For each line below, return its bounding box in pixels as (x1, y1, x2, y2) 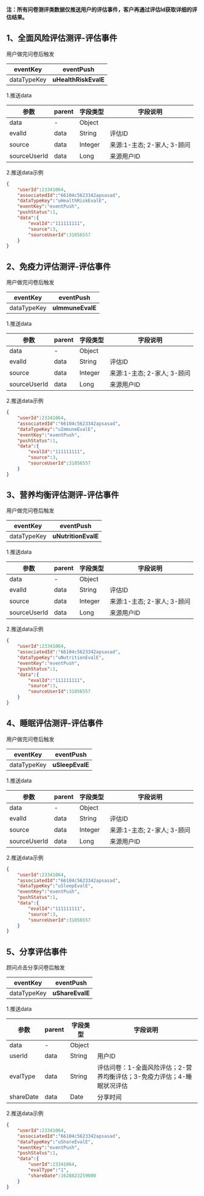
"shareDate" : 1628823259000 (28, 1172, 97, 1178)
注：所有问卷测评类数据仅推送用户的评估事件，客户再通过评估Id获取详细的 (6, 6, 192, 13)
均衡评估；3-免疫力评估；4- (103, 1073, 186, 1081)
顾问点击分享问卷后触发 (6, 964, 65, 971)
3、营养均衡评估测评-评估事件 (6, 490, 120, 500)
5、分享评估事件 (6, 946, 68, 957)
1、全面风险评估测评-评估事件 (6, 33, 117, 43)
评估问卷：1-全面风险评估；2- (97, 1064, 186, 1072)
